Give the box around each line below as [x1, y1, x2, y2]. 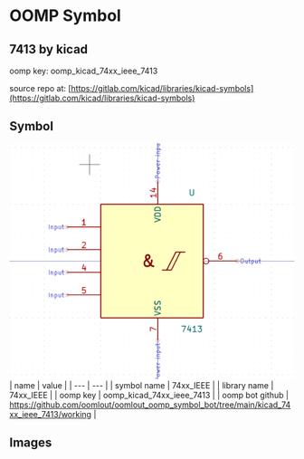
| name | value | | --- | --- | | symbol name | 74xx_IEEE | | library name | [9, 379, 274, 390]
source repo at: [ [9, 83, 71, 93]
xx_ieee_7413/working [9, 408, 92, 419]
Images [9, 435, 52, 450]
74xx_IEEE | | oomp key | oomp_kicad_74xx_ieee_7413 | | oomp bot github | [9, 389, 290, 400]
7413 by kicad [9, 42, 89, 57]
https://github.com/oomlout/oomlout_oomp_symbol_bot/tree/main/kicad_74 [9, 399, 291, 410]
